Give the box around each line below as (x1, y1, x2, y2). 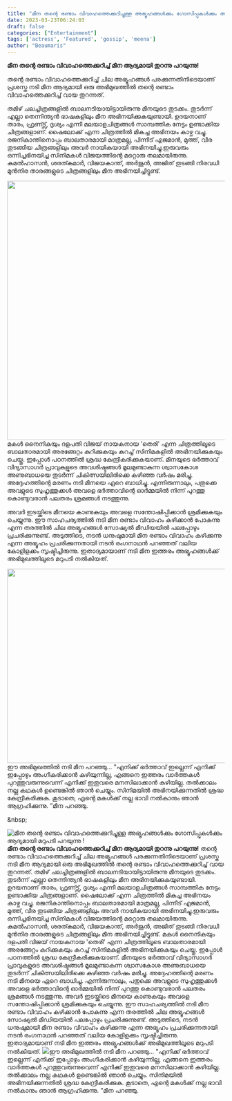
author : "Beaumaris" (7, 42, 67, 49)
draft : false (7, 23, 45, 30)
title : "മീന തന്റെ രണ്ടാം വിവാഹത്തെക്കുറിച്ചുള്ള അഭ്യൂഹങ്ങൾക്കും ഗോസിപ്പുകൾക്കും (7, 10, 217, 17)
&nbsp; (7, 816, 28, 823)
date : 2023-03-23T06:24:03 (7, 17, 85, 23)
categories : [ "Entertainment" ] (7, 29, 97, 37)
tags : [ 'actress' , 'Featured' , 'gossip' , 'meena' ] (7, 36, 156, 43)
